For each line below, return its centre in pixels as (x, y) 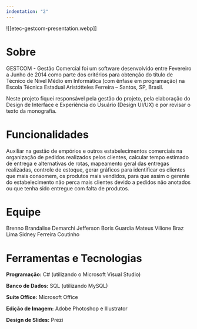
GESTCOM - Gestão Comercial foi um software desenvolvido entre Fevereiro (99, 68)
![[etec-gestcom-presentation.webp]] (51, 28)
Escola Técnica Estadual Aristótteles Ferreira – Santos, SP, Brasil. (85, 87)
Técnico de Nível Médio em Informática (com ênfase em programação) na (96, 80)
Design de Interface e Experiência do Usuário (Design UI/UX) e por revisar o (98, 105)
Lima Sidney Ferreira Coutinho (43, 234)
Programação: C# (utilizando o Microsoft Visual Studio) (74, 274)
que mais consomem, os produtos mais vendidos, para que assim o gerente (98, 176)
